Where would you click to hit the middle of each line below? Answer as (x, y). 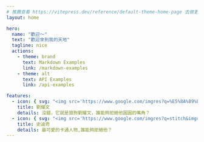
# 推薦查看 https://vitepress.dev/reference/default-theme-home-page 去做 (100, 12)
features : (19, 96)
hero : (13, 29)
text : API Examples (47, 79)
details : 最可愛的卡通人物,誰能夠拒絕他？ (65, 130)
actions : (23, 51)
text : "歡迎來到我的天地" (41, 40)
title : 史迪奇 (34, 124)
